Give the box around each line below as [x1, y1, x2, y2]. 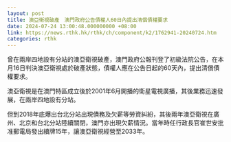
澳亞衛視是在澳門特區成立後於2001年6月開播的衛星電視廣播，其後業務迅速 [7, 87, 218, 95]
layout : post [7, 10, 45, 17]
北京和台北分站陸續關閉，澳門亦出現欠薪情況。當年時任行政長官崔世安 [19, 119, 218, 127]
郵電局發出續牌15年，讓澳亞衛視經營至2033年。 [12, 128, 149, 136]
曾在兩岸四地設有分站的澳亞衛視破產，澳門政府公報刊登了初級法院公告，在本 [7, 56, 224, 64]
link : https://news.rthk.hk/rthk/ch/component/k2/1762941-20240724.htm [7, 29, 217, 36]
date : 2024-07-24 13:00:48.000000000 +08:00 [7, 23, 137, 29]
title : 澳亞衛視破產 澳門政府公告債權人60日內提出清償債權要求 [7, 16, 168, 23]
